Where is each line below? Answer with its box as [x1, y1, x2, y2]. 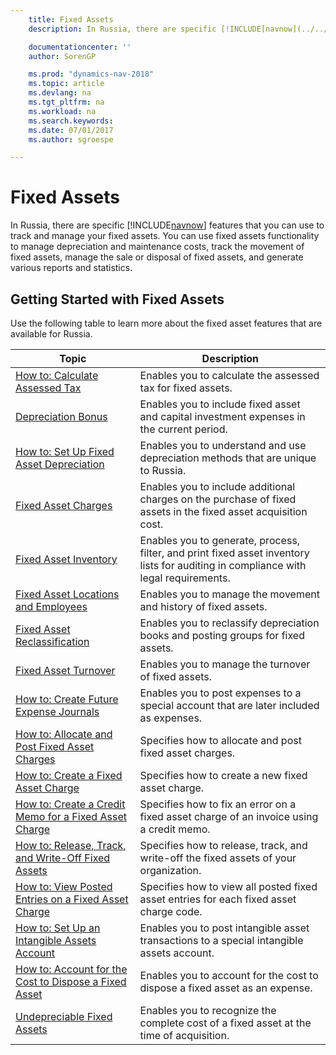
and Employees [15, 600, 88, 613]
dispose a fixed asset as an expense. [139, 981, 313, 995]
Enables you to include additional [139, 480, 296, 493]
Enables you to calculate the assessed [139, 369, 320, 382]
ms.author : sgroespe [28, 134, 114, 145]
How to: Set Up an [15, 921, 101, 935]
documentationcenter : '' [28, 42, 132, 52]
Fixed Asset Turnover [15, 664, 116, 677]
